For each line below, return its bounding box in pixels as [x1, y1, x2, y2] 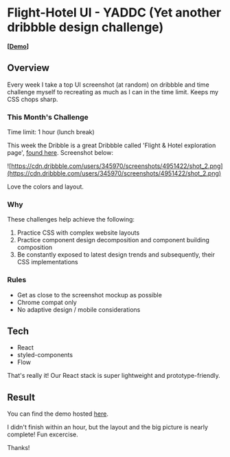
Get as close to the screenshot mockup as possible [16, 290, 163, 299]
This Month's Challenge [7, 112, 89, 122]
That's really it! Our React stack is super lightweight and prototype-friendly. [7, 372, 221, 380]
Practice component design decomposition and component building [16, 236, 209, 244]
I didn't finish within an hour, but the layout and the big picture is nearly [7, 423, 208, 432]
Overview [7, 62, 50, 74]
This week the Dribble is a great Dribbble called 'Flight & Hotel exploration [7, 141, 216, 149]
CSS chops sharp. [7, 95, 58, 103]
